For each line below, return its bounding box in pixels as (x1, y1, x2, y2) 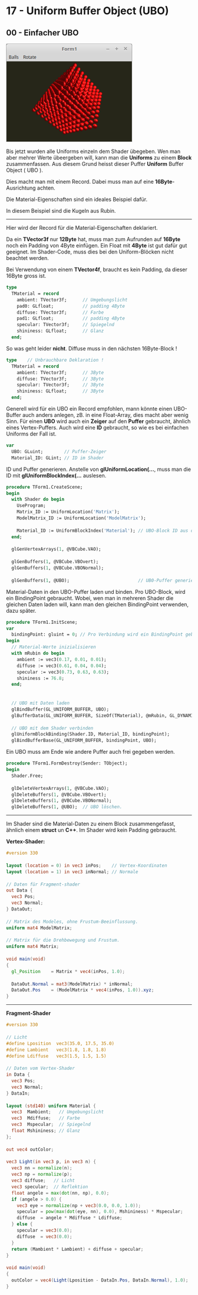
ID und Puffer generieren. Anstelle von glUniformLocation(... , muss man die (6, 466, 192, 473)
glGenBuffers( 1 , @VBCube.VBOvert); (11, 559, 99, 565)
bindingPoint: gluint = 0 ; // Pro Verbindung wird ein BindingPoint (11, 632, 183, 637)
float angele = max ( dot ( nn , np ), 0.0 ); (11, 1190, 110, 1196)
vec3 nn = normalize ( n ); (11, 1165, 72, 1171)
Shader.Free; (11, 773, 44, 779)
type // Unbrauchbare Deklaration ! (6, 357, 104, 363)
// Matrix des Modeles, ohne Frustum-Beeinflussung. (6, 919, 138, 925)
